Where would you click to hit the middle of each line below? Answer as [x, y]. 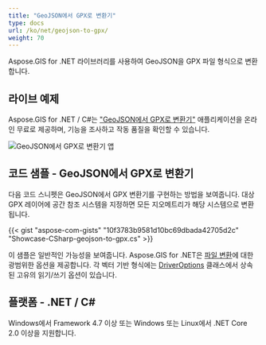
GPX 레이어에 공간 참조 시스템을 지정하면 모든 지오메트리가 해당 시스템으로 [124, 204]
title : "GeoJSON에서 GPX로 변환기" [62, 16]
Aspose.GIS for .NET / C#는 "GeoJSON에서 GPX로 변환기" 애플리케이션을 [125, 119]
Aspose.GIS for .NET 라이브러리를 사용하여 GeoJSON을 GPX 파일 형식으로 [126, 61]
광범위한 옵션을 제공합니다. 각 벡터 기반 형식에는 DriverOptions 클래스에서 [123, 265]
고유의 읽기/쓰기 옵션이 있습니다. [67, 274]
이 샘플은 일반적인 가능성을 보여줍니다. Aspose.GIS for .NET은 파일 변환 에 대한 [131, 254]
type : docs [26, 23]
